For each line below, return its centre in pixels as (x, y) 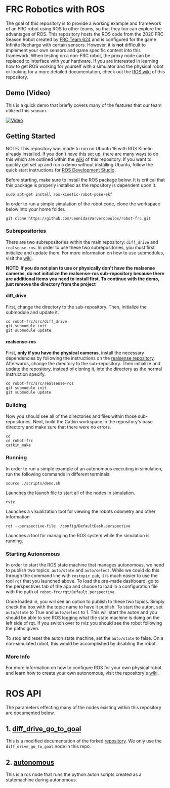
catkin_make (18, 445)
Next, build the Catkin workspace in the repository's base (93, 421)
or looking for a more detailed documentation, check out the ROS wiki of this (86, 71)
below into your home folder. (36, 209)
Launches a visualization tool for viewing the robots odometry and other (81, 511)
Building (16, 405)
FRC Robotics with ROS (55, 9)
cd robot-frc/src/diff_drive (36, 322)
